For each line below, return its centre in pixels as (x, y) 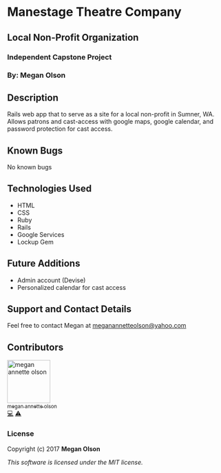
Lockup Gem (35, 242)
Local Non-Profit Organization (73, 38)
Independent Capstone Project (60, 57)
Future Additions (44, 263)
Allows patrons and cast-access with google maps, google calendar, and (110, 122)
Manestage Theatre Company (94, 12)
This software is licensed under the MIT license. (75, 462)
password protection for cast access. (60, 129)
